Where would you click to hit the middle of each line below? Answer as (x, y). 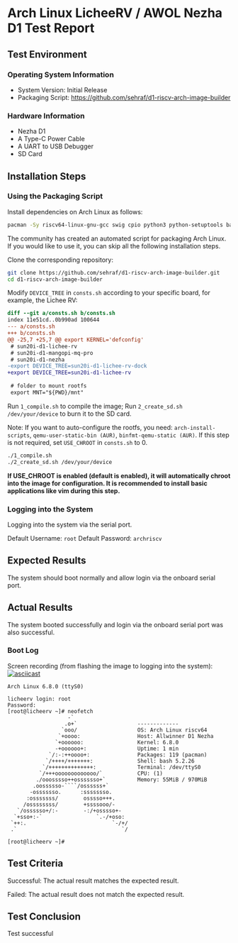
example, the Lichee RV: (42, 300)
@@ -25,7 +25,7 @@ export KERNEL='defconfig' (75, 340)
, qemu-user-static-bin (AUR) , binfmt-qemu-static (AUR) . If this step (130, 435)
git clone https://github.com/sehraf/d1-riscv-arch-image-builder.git (114, 272)
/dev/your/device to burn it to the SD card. (70, 414)
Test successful (30, 934)
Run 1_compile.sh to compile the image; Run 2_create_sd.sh (95, 406)
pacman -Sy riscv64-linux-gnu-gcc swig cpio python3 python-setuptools (115, 225)
